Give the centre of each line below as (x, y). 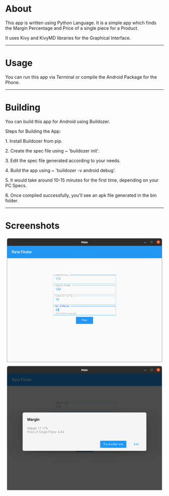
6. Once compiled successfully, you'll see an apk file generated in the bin (81, 195)
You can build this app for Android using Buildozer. (58, 121)
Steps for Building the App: (33, 131)
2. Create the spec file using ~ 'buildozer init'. (52, 151)
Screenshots (32, 226)
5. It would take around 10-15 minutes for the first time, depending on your (82, 180)
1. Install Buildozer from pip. (34, 141)
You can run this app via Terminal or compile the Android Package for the (81, 77)
